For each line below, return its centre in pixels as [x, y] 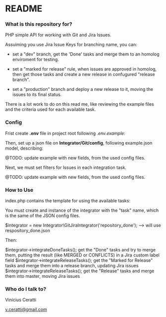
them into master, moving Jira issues [43, 276]
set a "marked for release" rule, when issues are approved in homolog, [84, 69]
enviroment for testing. [36, 60]
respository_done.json [28, 231]
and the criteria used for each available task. [51, 109]
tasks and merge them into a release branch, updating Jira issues [72, 266]
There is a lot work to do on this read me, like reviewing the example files [80, 104]
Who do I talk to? [26, 289]
